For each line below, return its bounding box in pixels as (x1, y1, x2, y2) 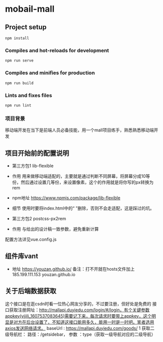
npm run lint (5, 103, 32, 108)
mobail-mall (5, 3, 55, 15)
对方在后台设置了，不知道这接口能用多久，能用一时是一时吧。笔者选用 (13, 319, 154, 325)
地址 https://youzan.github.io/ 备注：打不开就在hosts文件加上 (12, 266, 135, 272)
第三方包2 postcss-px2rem (12, 216, 67, 221)
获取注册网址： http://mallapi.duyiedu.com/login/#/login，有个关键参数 (9, 307, 150, 313)
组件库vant (5, 252, 38, 260)
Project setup (5, 23, 47, 31)
